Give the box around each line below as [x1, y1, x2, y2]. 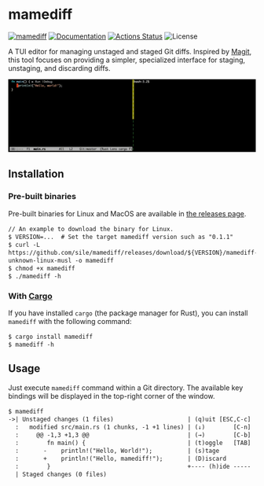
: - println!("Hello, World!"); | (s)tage [15, 447, 220, 455]
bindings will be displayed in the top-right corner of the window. [8, 391, 215, 400]
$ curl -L [8, 241, 41, 249]
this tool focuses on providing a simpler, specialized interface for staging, [8, 55, 246, 64]
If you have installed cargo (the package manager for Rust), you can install [8, 308, 249, 318]
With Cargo [8, 290, 53, 301]
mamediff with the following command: [8, 317, 132, 326]
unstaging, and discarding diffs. [8, 63, 111, 72]
